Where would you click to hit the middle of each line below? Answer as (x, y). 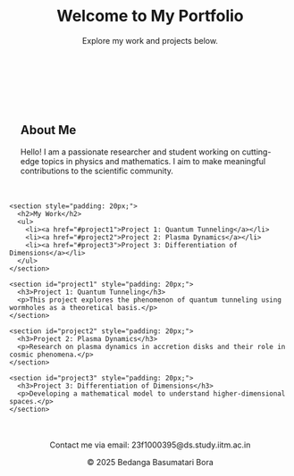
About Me (49, 130)
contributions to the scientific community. (97, 171)
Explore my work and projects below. (150, 40)
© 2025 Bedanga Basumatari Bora (150, 462)
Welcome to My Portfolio (150, 16)
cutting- (256, 152)
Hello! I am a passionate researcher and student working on (130, 152)
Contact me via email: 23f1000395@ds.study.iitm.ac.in (150, 445)
